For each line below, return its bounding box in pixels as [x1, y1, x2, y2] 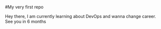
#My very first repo [5, 4, 44, 10]
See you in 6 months [5, 19, 46, 24]
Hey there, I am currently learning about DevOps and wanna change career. [5, 14, 156, 19]
